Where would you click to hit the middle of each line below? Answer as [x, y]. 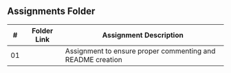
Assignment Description [143, 35]
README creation [93, 59]
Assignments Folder [51, 11]
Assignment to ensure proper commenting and [140, 51]
